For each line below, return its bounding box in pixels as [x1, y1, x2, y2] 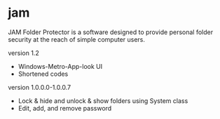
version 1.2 [8, 49, 39, 57]
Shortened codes [18, 70, 69, 78]
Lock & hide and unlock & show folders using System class [18, 96, 188, 105]
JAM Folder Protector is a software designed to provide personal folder [8, 28, 213, 36]
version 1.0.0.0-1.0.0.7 [8, 83, 71, 91]
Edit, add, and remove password [18, 104, 112, 112]
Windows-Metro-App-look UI [18, 62, 103, 70]
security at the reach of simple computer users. [8, 35, 146, 43]
